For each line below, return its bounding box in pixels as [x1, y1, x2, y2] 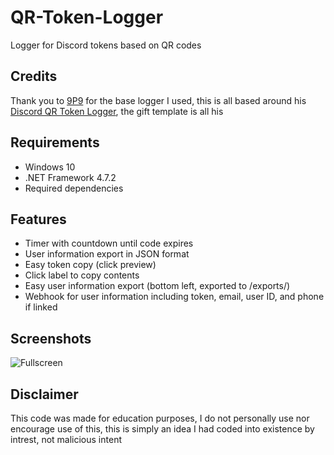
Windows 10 [24, 161, 76, 173]
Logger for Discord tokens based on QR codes [10, 39, 202, 51]
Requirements [10, 134, 100, 151]
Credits [10, 68, 58, 85]
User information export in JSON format [24, 248, 190, 260]
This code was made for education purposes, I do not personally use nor [10, 412, 310, 424]
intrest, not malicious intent [10, 434, 122, 445]
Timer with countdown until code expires [24, 237, 194, 250]
